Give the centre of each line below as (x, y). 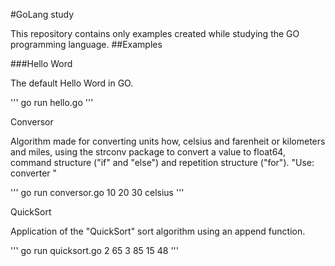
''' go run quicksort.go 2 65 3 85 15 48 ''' (94, 250)
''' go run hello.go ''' (52, 102)
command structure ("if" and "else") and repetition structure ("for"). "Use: (162, 162)
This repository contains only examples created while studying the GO (155, 33)
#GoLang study (42, 14)
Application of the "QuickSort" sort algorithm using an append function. (158, 231)
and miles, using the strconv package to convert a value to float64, (148, 152)
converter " (34, 173)
